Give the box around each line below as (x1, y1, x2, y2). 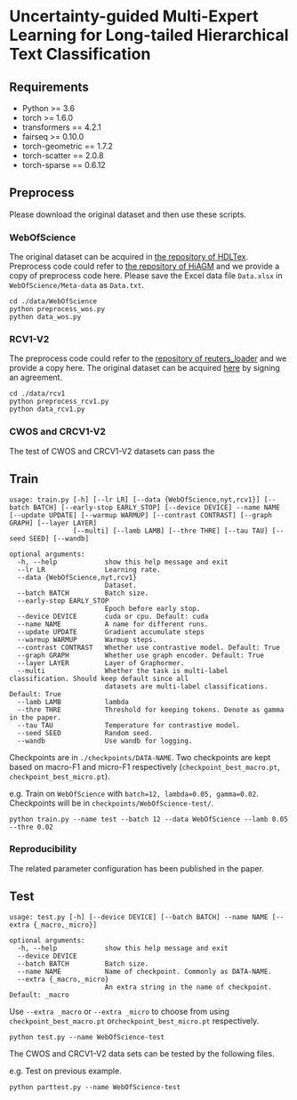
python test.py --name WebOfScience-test (9, 1032, 165, 1041)
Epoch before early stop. (104, 604, 201, 613)
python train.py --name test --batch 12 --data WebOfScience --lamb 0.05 (9, 815, 289, 823)
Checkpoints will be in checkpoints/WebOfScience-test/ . (9, 798, 214, 808)
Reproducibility (9, 843, 77, 855)
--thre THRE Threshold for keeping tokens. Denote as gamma (17, 705, 285, 714)
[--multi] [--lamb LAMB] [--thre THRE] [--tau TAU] (72, 526, 269, 535)
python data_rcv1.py (9, 405, 86, 414)
